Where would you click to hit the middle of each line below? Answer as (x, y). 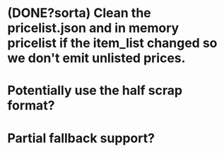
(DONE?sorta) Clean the (79, 13)
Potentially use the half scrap (95, 91)
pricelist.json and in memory (93, 28)
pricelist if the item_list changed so (112, 43)
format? (31, 106)
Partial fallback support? (81, 138)
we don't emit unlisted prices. (96, 58)
